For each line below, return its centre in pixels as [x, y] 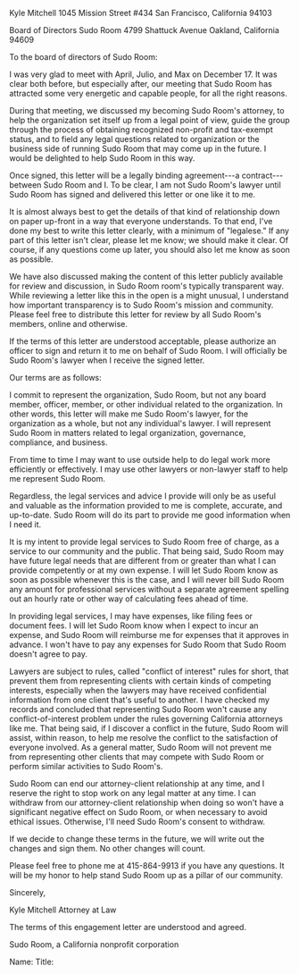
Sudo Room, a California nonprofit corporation [94, 945]
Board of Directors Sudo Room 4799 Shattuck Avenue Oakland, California [144, 30]
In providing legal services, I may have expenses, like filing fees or [131, 616]
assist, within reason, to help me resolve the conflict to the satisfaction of [144, 738]
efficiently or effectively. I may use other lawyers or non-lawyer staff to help [149, 469]
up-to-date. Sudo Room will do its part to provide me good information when [150, 515]
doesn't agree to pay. [48, 654]
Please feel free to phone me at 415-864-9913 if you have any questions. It [147, 865]
